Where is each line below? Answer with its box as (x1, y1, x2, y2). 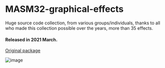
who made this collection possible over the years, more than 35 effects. (5, 25, 153, 31)
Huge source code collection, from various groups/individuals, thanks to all (5, 20, 160, 26)
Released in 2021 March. (5, 36, 58, 43)
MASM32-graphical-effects (5, 3, 124, 15)
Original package (5, 48, 41, 54)
